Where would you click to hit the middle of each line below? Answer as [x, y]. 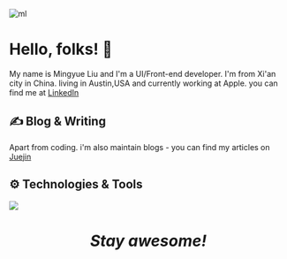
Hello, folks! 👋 [61, 50]
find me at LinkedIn [44, 92]
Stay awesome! [148, 241]
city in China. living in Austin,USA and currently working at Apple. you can [143, 83]
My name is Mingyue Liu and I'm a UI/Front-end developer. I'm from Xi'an [143, 73]
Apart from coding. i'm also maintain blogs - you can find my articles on [140, 147]
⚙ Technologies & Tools [76, 184]
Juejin [20, 156]
